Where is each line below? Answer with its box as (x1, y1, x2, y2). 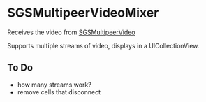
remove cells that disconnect (17, 87, 101, 96)
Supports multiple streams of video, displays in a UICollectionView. (7, 41, 200, 50)
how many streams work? (17, 80, 92, 89)
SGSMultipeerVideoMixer (7, 5, 159, 21)
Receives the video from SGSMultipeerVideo (7, 28, 135, 36)
